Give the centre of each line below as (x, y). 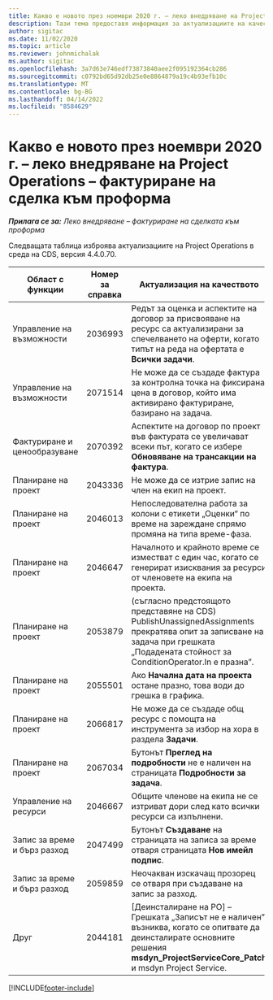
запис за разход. (164, 893)
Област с (45, 280)
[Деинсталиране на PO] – (182, 907)
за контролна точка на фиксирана (198, 383)
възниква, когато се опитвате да (195, 928)
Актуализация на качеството (199, 285)
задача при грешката (173, 641)
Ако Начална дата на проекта (192, 676)
